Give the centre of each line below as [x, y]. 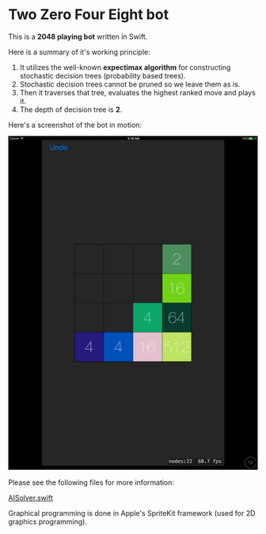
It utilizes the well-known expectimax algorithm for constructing [125, 67]
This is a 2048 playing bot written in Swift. [78, 36]
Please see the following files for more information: [91, 482]
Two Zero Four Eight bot [88, 15]
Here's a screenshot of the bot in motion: [75, 125]
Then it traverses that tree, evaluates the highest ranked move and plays [137, 92]
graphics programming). [47, 521]
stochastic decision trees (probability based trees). [103, 75]
